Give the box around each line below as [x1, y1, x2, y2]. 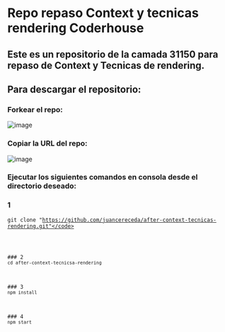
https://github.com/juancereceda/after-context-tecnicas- [42, 216, 217, 223]
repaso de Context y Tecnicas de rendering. [7, 59, 205, 72]
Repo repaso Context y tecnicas [7, 5, 200, 21]
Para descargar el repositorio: [7, 83, 142, 95]
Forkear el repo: [7, 104, 64, 114]
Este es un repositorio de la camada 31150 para [7, 48, 219, 60]
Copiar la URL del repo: [7, 138, 88, 148]
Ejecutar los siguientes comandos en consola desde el [7, 172, 198, 182]
